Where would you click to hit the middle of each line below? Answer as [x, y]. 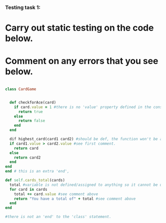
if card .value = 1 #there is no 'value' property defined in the [83, 107]
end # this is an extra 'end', [37, 171]
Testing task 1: [23, 7]
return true [30, 111]
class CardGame [21, 89]
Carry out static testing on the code [80, 28]
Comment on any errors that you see [82, 61]
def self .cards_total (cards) [35, 180]
